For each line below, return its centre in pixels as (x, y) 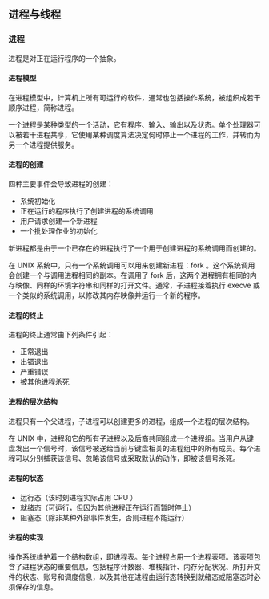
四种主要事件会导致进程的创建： (61, 184)
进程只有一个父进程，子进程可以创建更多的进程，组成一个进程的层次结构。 (131, 421)
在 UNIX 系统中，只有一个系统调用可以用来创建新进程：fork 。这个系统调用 (132, 265)
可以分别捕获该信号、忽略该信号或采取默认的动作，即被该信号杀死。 (127, 458)
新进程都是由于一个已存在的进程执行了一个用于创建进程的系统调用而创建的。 (134, 248)
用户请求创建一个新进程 (58, 221)
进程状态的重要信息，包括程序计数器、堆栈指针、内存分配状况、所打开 (138, 566)
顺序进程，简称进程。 (43, 108)
